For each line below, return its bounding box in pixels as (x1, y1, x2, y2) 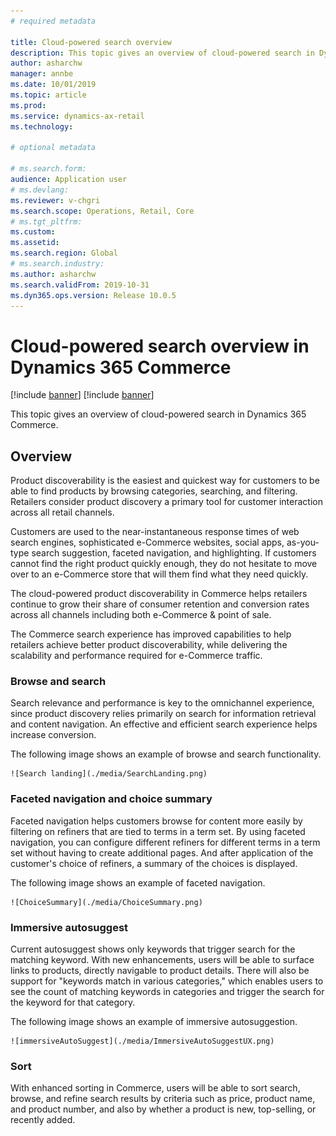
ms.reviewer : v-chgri (10, 195, 101, 205)
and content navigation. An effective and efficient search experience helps (10, 718, 318, 730)
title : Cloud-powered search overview (10, 37, 172, 47)
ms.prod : (10, 100, 47, 110)
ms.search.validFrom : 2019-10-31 (10, 280, 150, 290)
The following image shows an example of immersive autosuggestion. (10, 1016, 298, 1028)
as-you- (286, 536, 320, 549)
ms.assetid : (10, 238, 60, 248)
